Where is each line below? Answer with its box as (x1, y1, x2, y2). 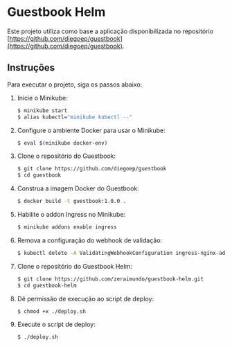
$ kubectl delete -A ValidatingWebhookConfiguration (17, 249, 173, 256)
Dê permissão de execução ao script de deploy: (17, 294, 154, 303)
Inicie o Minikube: (17, 94, 68, 102)
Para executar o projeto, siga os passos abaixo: (7, 80, 143, 89)
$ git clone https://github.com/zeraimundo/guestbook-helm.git (17, 275, 204, 283)
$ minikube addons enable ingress (17, 224, 117, 231)
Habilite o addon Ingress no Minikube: (17, 211, 126, 218)
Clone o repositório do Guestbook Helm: (17, 262, 133, 270)
